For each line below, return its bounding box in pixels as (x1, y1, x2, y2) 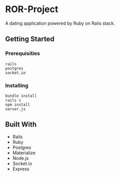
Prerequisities (5, 50, 40, 57)
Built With (5, 120, 37, 129)
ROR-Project (5, 4, 59, 15)
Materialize (12, 150, 36, 156)
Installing (5, 82, 29, 89)
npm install (5, 102, 30, 107)
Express (12, 165, 30, 172)
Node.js (12, 155, 29, 161)
